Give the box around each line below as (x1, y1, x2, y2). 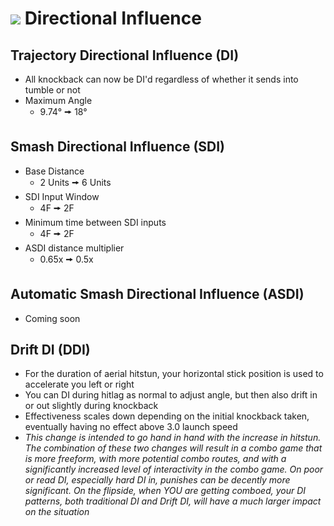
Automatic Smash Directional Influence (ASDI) (10, 286, 305, 303)
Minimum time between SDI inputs (24, 216, 167, 228)
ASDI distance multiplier (24, 242, 125, 254)
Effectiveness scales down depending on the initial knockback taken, (24, 410, 310, 422)
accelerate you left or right (24, 378, 135, 391)
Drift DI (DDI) (10, 342, 91, 359)
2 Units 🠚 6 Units (39, 176, 112, 188)
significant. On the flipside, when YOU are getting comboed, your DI (24, 485, 307, 497)
